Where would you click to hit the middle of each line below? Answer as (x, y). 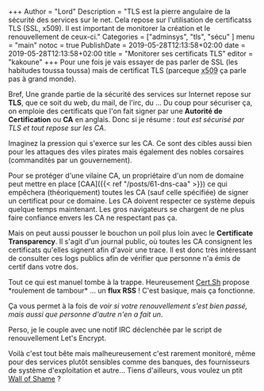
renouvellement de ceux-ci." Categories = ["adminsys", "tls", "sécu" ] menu (132, 36)
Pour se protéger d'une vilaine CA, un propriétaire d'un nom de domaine (126, 175)
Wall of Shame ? (34, 379)
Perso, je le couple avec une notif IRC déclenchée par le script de (115, 330)
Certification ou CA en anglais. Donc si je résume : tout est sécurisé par (126, 119)
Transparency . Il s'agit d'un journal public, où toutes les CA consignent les (130, 241)
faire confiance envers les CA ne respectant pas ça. (93, 218)
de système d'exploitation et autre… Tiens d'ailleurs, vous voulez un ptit (126, 370)
